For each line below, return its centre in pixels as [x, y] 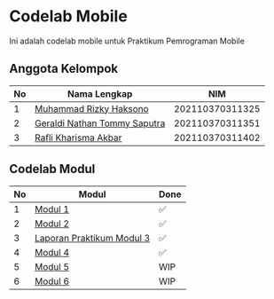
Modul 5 [52, 266]
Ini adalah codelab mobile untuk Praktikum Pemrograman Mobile [127, 41]
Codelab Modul [52, 169]
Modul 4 [52, 252]
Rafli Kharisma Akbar [78, 138]
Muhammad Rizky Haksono [92, 108]
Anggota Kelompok [63, 69]
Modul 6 [52, 281]
